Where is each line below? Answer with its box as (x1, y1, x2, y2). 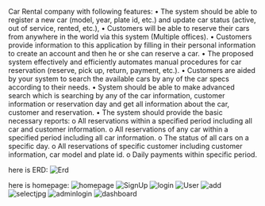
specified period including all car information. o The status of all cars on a (8, 133, 250, 142)
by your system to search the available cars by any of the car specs (8, 74, 230, 83)
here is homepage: (8, 181, 70, 189)
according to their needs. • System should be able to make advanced (8, 82, 236, 92)
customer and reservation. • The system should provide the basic (8, 108, 224, 117)
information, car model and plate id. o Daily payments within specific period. (8, 150, 258, 159)
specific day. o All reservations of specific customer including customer (8, 142, 244, 151)
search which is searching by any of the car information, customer (8, 91, 225, 100)
